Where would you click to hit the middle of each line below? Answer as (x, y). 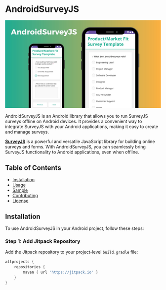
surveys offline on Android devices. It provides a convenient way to (74, 121)
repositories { (30, 267)
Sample (20, 190)
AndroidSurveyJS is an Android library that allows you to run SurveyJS (77, 116)
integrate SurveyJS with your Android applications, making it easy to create (82, 127)
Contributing (25, 196)
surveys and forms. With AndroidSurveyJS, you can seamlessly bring (75, 147)
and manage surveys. (27, 132)
